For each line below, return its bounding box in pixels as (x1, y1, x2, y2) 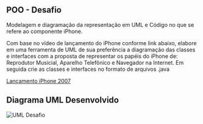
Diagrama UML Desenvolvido (6, 95, 119, 106)
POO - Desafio (6, 5, 62, 15)
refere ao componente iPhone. (6, 27, 83, 35)
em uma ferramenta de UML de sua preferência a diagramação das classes (6, 46, 196, 53)
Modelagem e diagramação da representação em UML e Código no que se (6, 21, 194, 28)
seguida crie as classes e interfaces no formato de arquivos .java (6, 65, 169, 73)
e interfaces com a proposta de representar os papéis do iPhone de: (6, 52, 178, 60)
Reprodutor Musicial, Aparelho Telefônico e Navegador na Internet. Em (6, 59, 184, 66)
